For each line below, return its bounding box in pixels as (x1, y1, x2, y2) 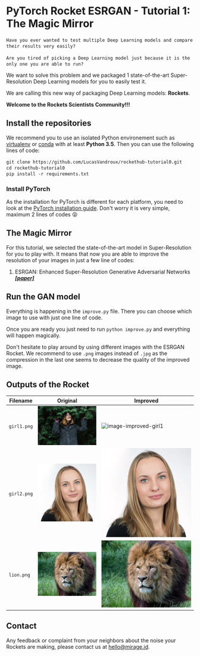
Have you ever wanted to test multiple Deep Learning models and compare (6, 37, 193, 43)
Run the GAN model (6, 292, 80, 302)
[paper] (14, 274, 35, 281)
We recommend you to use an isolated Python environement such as (6, 134, 175, 141)
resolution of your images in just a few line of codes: (6, 256, 135, 263)
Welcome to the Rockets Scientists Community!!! (6, 101, 130, 108)
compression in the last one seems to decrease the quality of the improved (6, 356, 190, 363)
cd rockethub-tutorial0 (6, 165, 65, 171)
